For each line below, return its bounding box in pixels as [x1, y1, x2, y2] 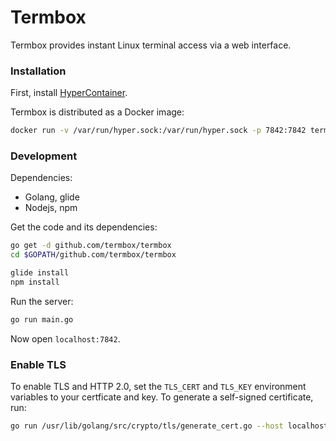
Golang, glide [24, 191, 80, 203]
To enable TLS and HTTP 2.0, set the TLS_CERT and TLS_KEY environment [10, 381, 307, 393]
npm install [10, 277, 60, 288]
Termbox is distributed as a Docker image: [10, 106, 185, 118]
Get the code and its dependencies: [10, 221, 158, 233]
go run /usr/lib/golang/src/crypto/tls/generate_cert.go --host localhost [10, 421, 329, 431]
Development [10, 149, 78, 163]
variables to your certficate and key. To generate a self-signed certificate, [10, 391, 314, 403]
